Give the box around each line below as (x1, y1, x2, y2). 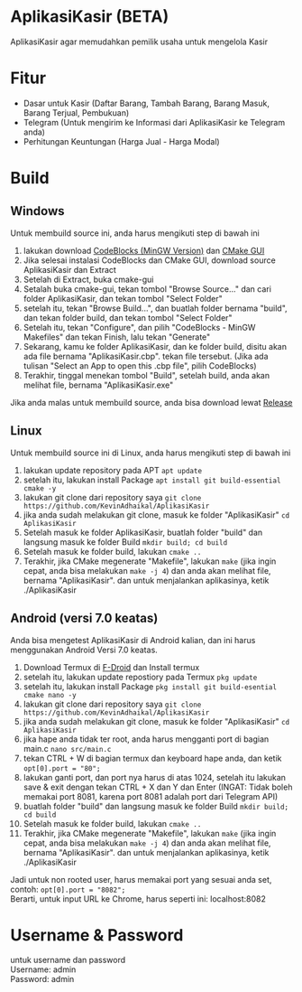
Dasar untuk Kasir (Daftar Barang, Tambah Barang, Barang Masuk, (23, 98, 270, 108)
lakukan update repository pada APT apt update (23, 464, 202, 475)
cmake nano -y (23, 690, 77, 699)
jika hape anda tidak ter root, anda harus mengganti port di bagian (23, 734, 270, 744)
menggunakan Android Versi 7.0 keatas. (10, 644, 159, 655)
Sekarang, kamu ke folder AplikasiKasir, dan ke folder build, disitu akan (23, 341, 288, 351)
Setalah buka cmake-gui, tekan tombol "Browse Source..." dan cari (23, 283, 271, 295)
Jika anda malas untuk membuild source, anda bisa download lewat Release (10, 397, 293, 407)
